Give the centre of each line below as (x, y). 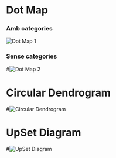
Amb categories (29, 29)
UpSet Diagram (44, 133)
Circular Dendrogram (59, 93)
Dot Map (27, 10)
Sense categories (32, 56)
